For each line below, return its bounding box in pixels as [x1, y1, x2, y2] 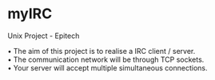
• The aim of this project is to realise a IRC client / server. [7, 46, 196, 55]
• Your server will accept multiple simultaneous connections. [7, 63, 208, 72]
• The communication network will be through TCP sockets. [7, 55, 205, 64]
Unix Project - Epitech [7, 31, 80, 40]
